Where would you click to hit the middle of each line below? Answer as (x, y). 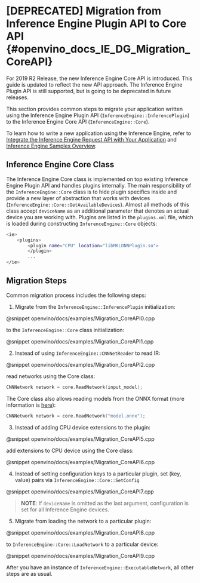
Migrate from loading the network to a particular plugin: (83, 521)
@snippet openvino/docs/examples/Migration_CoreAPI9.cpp (81, 556)
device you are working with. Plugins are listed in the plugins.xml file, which (100, 217)
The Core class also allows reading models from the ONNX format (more (96, 398)
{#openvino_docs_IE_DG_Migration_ (98, 49)
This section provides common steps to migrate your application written (95, 109)
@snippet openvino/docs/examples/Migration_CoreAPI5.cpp (81, 439)
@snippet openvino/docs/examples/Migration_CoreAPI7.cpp (80, 492)
